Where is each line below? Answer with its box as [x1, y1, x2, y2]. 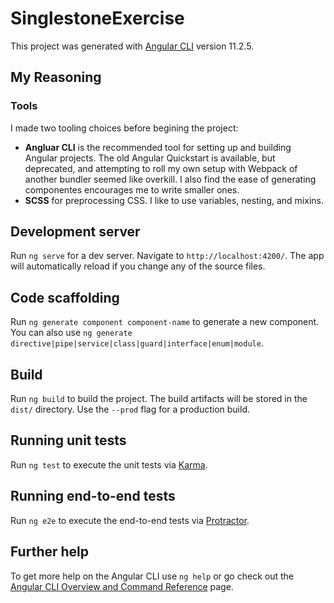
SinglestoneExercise [10, 7, 185, 30]
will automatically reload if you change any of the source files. [10, 260, 266, 272]
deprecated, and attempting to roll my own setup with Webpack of [24, 162, 298, 174]
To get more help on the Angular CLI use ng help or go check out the [10, 570, 294, 582]
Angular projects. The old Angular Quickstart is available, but [24, 152, 276, 164]
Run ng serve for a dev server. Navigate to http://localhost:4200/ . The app [10, 250, 325, 262]
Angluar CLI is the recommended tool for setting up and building [24, 141, 292, 153]
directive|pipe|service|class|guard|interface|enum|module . [10, 337, 264, 349]
